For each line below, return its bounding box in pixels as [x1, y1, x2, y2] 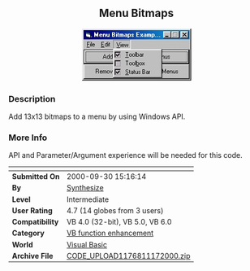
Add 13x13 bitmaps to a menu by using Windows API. [8, 111, 186, 121]
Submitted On [11, 172, 60, 181]
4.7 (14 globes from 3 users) [66, 205, 164, 215]
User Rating [11, 205, 53, 215]
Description [8, 93, 56, 104]
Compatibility [11, 217, 59, 227]
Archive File [11, 251, 54, 260]
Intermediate [66, 195, 110, 204]
